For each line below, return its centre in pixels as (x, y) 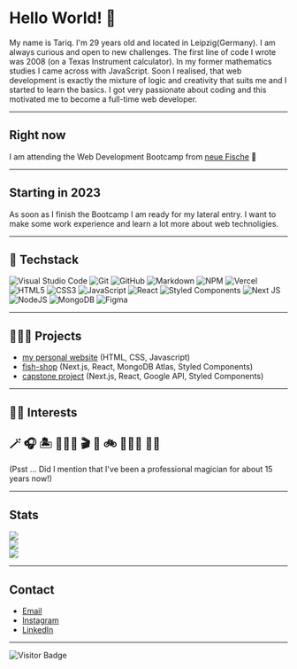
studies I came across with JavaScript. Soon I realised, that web (126, 71)
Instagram (40, 620)
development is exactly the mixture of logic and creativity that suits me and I (148, 80)
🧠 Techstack (44, 259)
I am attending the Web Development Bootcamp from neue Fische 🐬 (133, 156)
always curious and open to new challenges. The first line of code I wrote (143, 51)
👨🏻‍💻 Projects (46, 336)
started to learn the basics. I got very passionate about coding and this (138, 89)
